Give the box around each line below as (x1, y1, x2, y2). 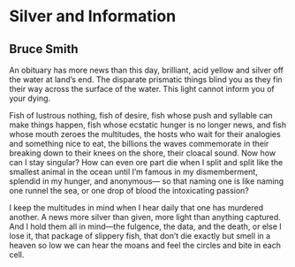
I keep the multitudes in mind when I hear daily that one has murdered (9, 202, 264, 213)
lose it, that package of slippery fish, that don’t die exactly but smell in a (9, 231, 271, 240)
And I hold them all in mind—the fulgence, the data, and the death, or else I (9, 221, 283, 232)
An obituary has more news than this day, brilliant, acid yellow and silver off (9, 65, 284, 75)
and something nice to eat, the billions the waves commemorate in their (9, 139, 269, 149)
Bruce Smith (9, 42, 79, 57)
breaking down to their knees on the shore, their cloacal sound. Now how (9, 148, 276, 158)
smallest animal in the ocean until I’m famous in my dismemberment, (9, 166, 258, 177)
